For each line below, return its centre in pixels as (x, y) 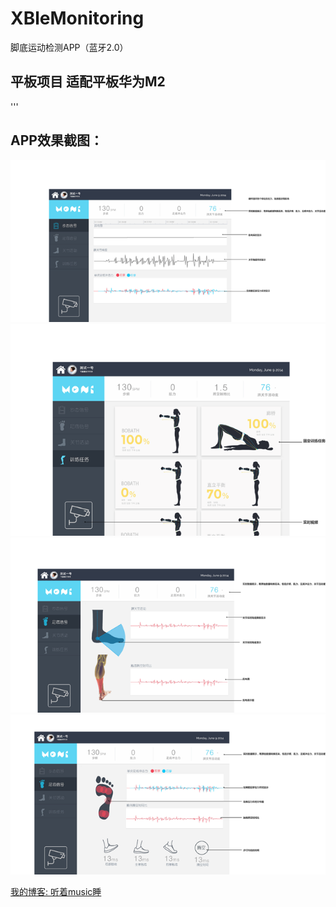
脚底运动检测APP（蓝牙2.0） (69, 47)
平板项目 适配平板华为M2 (88, 82)
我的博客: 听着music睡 (56, 892)
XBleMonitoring (77, 18)
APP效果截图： (56, 140)
